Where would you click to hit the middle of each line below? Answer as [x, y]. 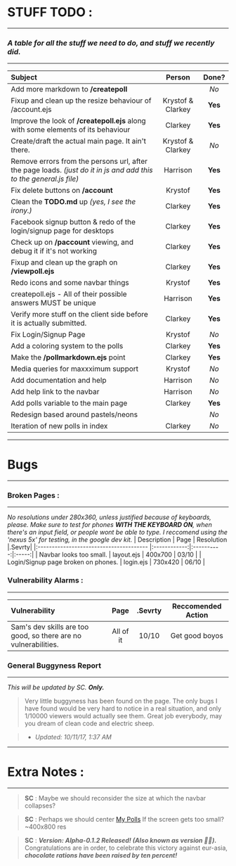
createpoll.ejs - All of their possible [69, 294]
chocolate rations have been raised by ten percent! [101, 855]
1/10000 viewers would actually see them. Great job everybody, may [123, 716]
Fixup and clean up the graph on [64, 262]
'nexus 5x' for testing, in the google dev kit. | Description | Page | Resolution [117, 540]
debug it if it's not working [54, 251]
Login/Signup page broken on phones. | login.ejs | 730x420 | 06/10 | [106, 562]
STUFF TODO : [50, 12]
